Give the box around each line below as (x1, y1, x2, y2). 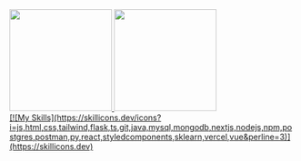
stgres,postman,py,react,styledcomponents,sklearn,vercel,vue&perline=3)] (9, 131, 291, 142)
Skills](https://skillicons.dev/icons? (31, 112, 162, 123)
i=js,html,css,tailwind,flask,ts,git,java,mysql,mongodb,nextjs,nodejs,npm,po (9, 122, 293, 132)
